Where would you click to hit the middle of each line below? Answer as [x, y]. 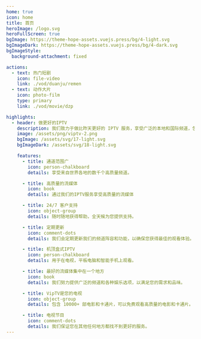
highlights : [21, 117]
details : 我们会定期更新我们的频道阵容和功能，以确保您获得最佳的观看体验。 [111, 238]
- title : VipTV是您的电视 [52, 293]
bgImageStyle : [24, 51]
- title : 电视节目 [43, 316]
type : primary [34, 101]
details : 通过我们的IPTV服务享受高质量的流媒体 [81, 195]
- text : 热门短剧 [31, 73]
